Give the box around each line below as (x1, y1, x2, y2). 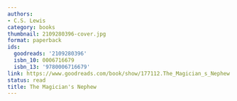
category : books (7, 23, 55, 31)
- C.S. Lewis (7, 17, 46, 24)
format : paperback (7, 37, 62, 44)
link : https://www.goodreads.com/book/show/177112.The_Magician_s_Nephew (7, 70, 231, 77)
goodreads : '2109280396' (13, 51, 87, 58)
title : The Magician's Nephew (7, 83, 97, 90)
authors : (7, 10, 33, 18)
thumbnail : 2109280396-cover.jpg (7, 30, 106, 38)
